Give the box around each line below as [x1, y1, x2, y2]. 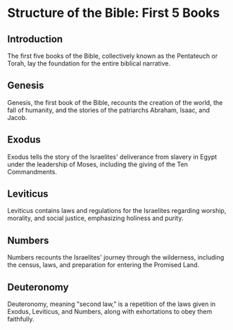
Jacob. [7, 113, 27, 121]
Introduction [7, 33, 63, 45]
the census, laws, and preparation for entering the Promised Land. [7, 261, 199, 269]
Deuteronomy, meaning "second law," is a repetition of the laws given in [7, 300, 216, 308]
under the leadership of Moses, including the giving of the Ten [7, 160, 188, 169]
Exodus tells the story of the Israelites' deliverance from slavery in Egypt [7, 152, 218, 161]
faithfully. [7, 315, 34, 324]
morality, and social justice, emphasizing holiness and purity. [7, 214, 184, 223]
